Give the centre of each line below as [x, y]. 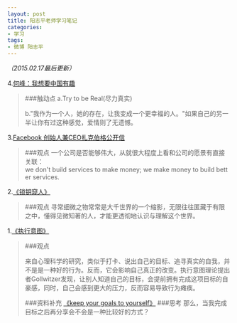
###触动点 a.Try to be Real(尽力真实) [78, 98]
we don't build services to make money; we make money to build [120, 169]
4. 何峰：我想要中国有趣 [42, 83]
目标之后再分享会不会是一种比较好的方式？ [87, 312]
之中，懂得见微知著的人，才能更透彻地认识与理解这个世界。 [112, 216]
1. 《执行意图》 [28, 231]
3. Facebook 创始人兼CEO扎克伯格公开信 [66, 137]
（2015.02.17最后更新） [42, 68]
